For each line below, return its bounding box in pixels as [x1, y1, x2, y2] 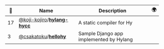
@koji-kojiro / [19, 16, 49, 23]
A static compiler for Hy [78, 19, 133, 26]
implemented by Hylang [78, 36, 133, 43]
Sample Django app [78, 30, 123, 37]
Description [98, 7, 127, 14]
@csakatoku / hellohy [19, 33, 66, 40]
